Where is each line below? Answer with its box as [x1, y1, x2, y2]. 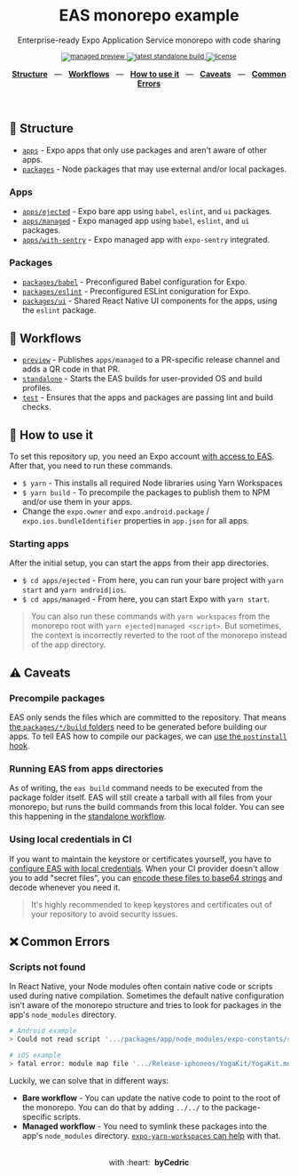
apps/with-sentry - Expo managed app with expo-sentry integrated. [21, 235, 271, 245]
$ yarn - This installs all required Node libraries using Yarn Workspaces [21, 477, 283, 488]
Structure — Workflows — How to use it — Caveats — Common [12, 68, 286, 79]
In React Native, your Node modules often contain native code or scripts [9, 981, 273, 992]
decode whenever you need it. [9, 882, 122, 892]
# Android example [9, 1027, 77, 1036]
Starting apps [9, 537, 69, 549]
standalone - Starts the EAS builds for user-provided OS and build [21, 373, 263, 384]
